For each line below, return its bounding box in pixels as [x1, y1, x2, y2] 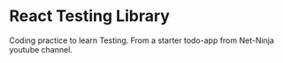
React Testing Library [9, 6, 171, 26]
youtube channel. [9, 44, 73, 54]
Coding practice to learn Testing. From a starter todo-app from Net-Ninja [9, 35, 274, 45]
